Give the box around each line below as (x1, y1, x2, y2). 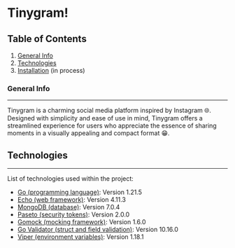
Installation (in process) (17, 67, 85, 74)
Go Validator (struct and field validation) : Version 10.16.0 (17, 226, 178, 234)
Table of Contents (7, 33, 87, 45)
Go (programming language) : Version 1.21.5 (17, 188, 142, 197)
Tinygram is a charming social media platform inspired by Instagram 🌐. (7, 106, 211, 115)
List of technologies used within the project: (7, 174, 134, 183)
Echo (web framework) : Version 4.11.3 (17, 195, 126, 204)
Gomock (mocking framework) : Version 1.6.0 (17, 218, 146, 226)
